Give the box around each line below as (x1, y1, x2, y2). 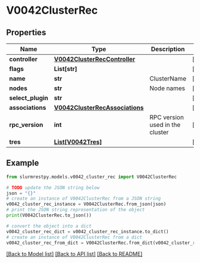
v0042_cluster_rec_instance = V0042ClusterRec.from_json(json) (6, 201, 167, 208)
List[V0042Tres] (54, 138, 102, 146)
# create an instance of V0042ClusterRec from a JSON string (6, 196, 161, 202)
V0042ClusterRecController (54, 55, 136, 63)
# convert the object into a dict (6, 223, 92, 229)
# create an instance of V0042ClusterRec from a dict (6, 234, 143, 240)
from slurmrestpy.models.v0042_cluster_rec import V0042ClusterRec (6, 174, 177, 180)
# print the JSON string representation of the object (6, 207, 145, 213)
